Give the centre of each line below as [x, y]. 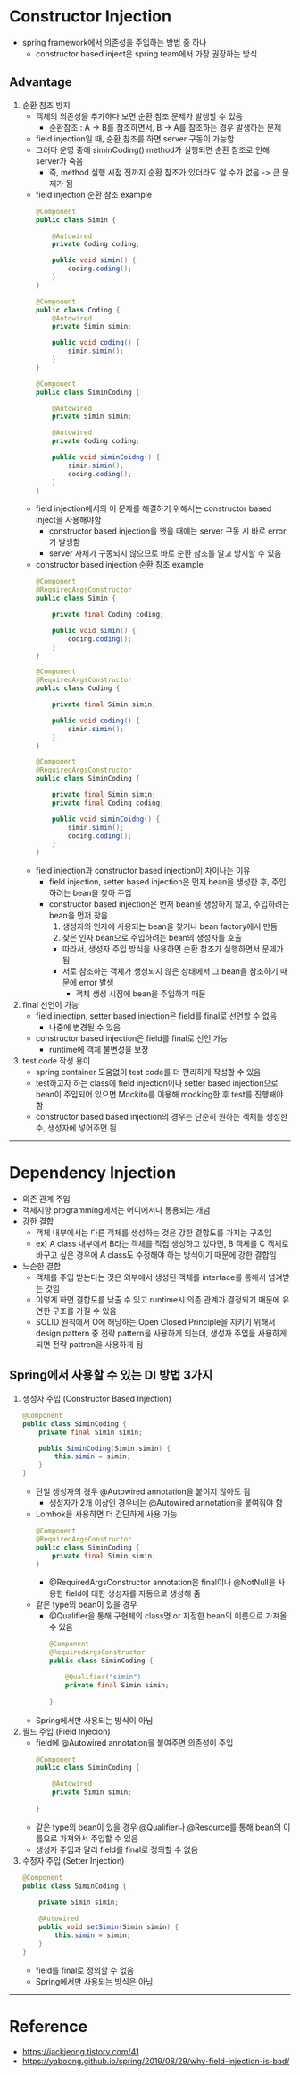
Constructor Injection [91, 17]
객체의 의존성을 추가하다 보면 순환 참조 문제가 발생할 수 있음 [139, 116]
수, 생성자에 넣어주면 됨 [76, 1128]
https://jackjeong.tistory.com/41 [81, 2051]
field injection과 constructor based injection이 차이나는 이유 [143, 871]
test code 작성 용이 [56, 1061]
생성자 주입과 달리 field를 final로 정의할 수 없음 [117, 1849]
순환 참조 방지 [46, 105]
